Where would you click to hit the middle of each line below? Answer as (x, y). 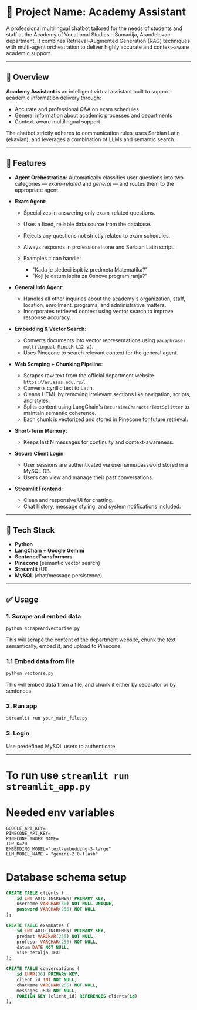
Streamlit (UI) (31, 569)
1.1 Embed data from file (40, 661)
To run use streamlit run (68, 775)
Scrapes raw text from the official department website (89, 375)
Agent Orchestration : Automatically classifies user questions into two (99, 177)
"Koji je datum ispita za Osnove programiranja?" (90, 276)
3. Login (18, 733)
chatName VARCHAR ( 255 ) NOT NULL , (57, 985)
